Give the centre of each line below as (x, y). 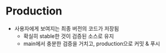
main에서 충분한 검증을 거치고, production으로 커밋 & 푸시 (92, 43)
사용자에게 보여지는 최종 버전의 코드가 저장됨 (67, 28)
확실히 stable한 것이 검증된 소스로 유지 (69, 36)
